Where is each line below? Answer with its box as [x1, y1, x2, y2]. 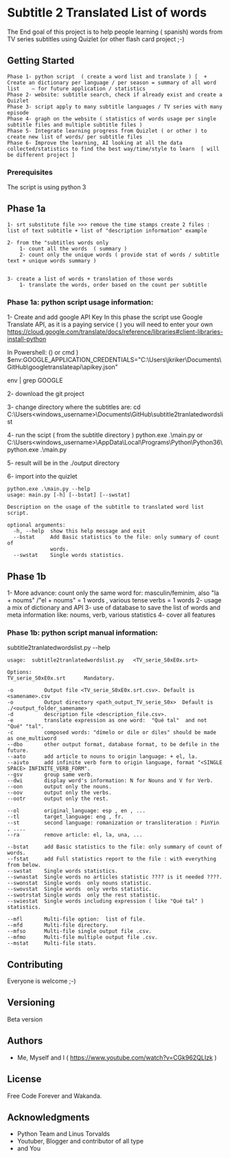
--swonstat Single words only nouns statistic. [7, 880, 152, 887]
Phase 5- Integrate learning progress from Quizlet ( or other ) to [7, 127, 207, 134]
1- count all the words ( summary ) [19, 245, 128, 252]
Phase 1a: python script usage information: [7, 297, 154, 307]
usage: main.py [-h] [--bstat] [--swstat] [7, 492, 130, 498]
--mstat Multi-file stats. [7, 940, 97, 947]
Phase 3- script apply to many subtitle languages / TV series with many [7, 103, 223, 110]
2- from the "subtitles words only [7, 239, 109, 246]
